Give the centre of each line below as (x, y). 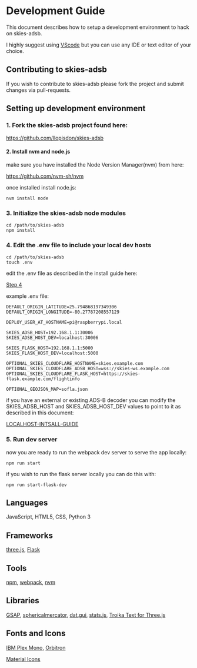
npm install (21, 230)
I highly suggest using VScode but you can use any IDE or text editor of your (99, 45)
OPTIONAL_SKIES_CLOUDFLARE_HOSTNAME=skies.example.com (75, 364)
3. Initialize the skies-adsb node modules (66, 213)
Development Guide (56, 11)
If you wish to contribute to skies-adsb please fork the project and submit (95, 84)
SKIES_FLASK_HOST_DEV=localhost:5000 (52, 353)
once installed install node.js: (41, 187)
